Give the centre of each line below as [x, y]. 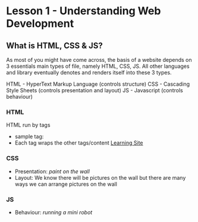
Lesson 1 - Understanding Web [84, 11]
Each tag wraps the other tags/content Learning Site [79, 143]
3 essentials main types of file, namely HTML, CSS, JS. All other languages [98, 66]
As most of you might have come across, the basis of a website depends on [99, 60]
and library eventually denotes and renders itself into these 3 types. [89, 72]
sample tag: [29, 137]
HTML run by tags [28, 125]
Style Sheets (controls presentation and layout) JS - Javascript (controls [95, 90]
